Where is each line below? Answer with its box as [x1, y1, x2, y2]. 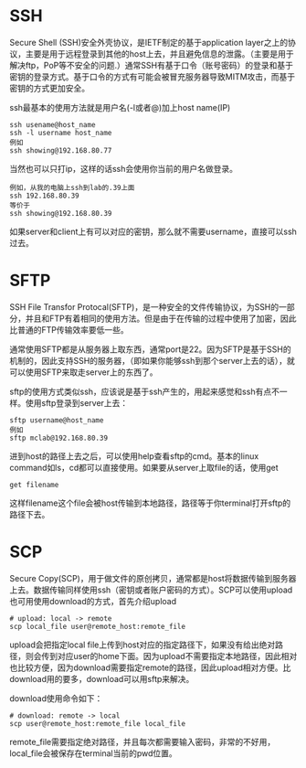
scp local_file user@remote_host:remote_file [9, 622, 185, 631]
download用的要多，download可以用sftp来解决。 [9, 673, 195, 684]
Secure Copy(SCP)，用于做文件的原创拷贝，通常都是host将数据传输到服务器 [9, 572, 297, 583]
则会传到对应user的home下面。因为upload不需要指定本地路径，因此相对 [25, 650, 298, 661]
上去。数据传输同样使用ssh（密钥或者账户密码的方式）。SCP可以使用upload [9, 584, 293, 595]
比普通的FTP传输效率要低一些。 [9, 324, 130, 335]
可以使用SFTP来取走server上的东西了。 [9, 367, 158, 378]
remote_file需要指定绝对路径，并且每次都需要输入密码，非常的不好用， [9, 736, 276, 747]
